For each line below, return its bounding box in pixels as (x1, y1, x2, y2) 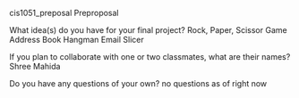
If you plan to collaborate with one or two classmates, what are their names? (9, 52, 291, 61)
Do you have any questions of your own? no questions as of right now (9, 78, 268, 88)
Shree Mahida (9, 61, 61, 71)
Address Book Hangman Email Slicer (9, 35, 145, 45)
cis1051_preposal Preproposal (9, 8, 119, 18)
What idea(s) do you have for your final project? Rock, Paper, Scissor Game (9, 25, 288, 35)
